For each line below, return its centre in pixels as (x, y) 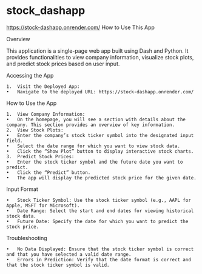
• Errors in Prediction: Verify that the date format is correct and (99, 259)
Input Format (22, 189)
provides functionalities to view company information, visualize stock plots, (100, 57)
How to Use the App (32, 103)
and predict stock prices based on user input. (63, 64)
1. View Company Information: (46, 114)
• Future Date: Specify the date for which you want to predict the (97, 221)
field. (15, 141)
